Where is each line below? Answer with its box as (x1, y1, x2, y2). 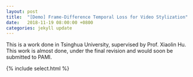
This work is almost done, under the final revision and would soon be (6, 48, 174, 55)
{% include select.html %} (6, 65, 69, 72)
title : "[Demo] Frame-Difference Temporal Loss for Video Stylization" (6, 14, 188, 20)
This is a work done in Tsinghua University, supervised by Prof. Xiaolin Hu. (6, 41, 187, 48)
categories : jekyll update (6, 25, 72, 31)
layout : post (6, 8, 38, 15)
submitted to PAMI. (6, 53, 52, 61)
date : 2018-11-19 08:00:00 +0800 (6, 19, 94, 25)
